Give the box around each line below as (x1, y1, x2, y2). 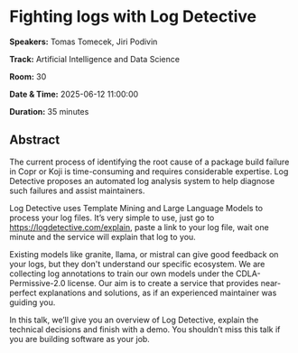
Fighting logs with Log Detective (9, 6, 257, 27)
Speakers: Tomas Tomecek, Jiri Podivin (9, 36, 158, 47)
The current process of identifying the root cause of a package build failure (9, 156, 290, 167)
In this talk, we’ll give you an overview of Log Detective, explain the (9, 314, 259, 325)
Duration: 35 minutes (9, 106, 89, 116)
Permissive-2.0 (9, 277, 66, 288)
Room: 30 (9, 70, 47, 82)
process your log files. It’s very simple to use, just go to (9, 212, 215, 223)
